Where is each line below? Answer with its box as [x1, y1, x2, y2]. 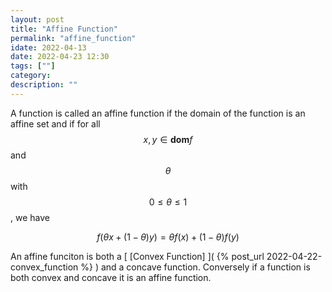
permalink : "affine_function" [10, 33, 137, 43]
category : [10, 71, 52, 81]
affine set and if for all [10, 117, 101, 130]
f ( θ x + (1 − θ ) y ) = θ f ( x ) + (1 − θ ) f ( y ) [96, 231, 240, 243]
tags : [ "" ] [10, 61, 56, 71]
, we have [10, 211, 50, 223]
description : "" [10, 80, 78, 90]
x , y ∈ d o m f [143, 133, 193, 145]
